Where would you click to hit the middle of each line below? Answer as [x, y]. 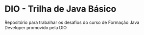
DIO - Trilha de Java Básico [60, 9]
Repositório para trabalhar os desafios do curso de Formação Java [72, 22]
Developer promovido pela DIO [36, 27]
